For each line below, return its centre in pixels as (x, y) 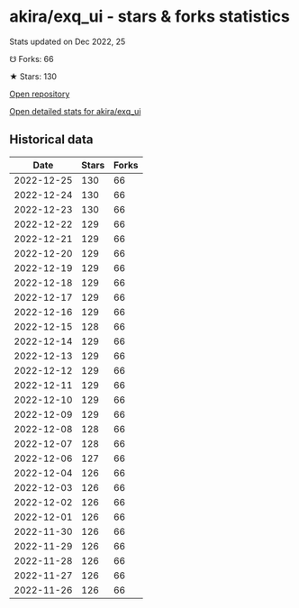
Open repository (40, 94)
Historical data (51, 140)
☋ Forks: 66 (32, 59)
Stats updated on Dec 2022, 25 (68, 41)
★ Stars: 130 (33, 76)
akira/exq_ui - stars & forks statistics (149, 17)
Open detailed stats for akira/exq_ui (75, 111)
